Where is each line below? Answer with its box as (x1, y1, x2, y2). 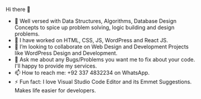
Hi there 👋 (5, 6, 31, 13)
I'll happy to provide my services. (14, 62, 97, 69)
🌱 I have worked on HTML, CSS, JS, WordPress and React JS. (14, 37, 168, 43)
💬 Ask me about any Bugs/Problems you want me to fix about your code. (14, 56, 196, 63)
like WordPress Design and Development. (14, 49, 118, 57)
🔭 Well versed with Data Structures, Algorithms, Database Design (14, 18, 177, 24)
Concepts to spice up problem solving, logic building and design (14, 24, 174, 31)
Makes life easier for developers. (14, 87, 96, 94)
